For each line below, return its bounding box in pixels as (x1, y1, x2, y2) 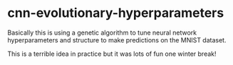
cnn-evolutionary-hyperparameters (7, 5, 224, 21)
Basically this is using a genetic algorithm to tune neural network (7, 28, 197, 37)
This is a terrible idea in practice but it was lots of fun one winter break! (7, 49, 217, 58)
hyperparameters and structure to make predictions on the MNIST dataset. (7, 35, 227, 44)
